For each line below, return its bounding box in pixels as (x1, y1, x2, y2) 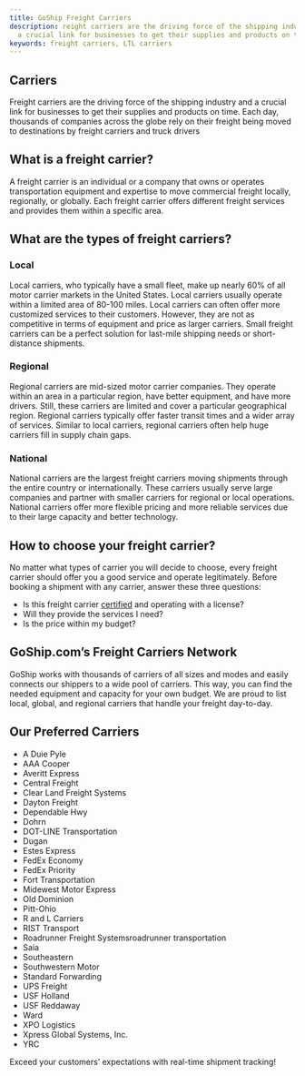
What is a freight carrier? (9, 152, 154, 167)
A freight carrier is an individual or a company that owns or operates (9, 176, 265, 187)
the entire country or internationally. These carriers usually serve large (9, 482, 273, 493)
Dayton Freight (22, 797, 79, 807)
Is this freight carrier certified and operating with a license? (22, 598, 245, 610)
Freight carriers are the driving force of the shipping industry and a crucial (9, 96, 287, 107)
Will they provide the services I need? (22, 608, 163, 619)
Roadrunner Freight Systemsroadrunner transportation (22, 932, 227, 943)
